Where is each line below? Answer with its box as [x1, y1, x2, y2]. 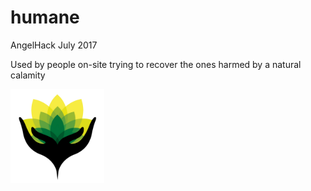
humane [10, 6, 80, 29]
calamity [10, 69, 46, 81]
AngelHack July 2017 [10, 39, 98, 51]
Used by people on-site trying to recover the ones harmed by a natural [10, 58, 302, 70]
